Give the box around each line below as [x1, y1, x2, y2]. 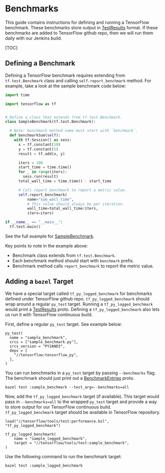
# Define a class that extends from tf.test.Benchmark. [5, 115, 123, 119]
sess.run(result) [23, 174, 58, 179]
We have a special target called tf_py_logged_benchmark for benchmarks [5, 291, 152, 296]
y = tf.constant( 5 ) [18, 147, 58, 152]
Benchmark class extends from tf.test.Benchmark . [12, 252, 116, 258]
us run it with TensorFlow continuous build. [5, 311, 93, 317]
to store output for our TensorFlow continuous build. [5, 404, 112, 410]
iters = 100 [18, 160, 43, 165]
